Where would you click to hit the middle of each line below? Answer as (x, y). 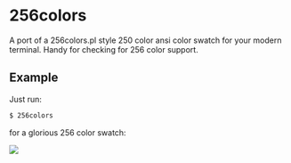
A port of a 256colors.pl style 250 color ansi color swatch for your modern (145, 40)
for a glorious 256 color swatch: (68, 132)
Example (34, 78)
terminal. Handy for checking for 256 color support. (104, 49)
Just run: (26, 99)
